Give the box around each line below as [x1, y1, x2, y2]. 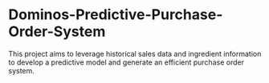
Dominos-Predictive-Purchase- [8, 6, 223, 24]
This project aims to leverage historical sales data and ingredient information [8, 49, 262, 58]
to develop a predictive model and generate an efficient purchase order [8, 57, 245, 67]
